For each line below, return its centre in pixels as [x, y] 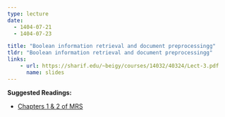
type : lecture [28, 14]
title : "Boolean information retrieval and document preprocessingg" [112, 47]
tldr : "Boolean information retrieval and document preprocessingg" [110, 53]
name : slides [45, 72]
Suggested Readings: [39, 92]
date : [15, 20]
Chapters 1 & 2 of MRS [50, 106]
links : [17, 60]
